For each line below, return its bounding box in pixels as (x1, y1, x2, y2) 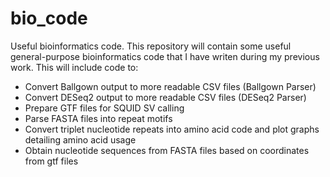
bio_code (10, 7, 88, 30)
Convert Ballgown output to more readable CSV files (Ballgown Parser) (24, 80, 317, 92)
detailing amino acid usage (24, 133, 137, 146)
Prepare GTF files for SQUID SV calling (24, 102, 185, 114)
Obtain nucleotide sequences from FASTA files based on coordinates (24, 144, 310, 156)
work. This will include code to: (10, 61, 139, 73)
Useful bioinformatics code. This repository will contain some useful (10, 40, 292, 52)
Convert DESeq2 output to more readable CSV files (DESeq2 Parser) (24, 91, 307, 103)
